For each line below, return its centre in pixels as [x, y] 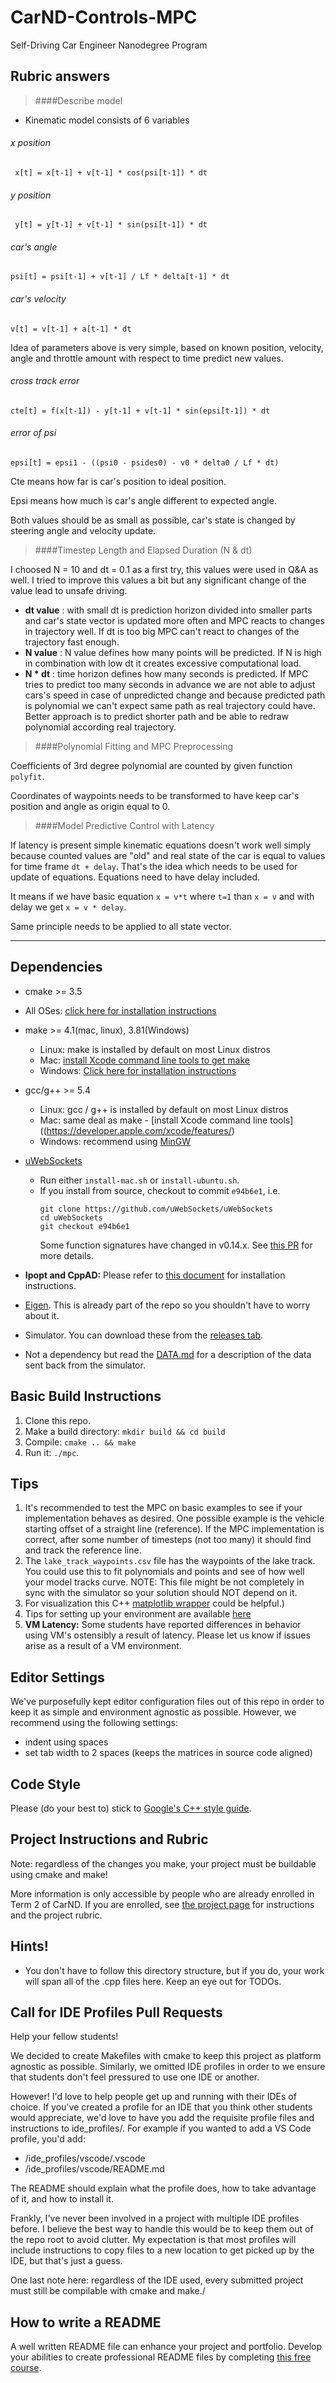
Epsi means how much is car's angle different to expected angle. [143, 500]
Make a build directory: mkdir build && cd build [125, 1431]
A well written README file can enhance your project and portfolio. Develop [166, 2347]
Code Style [45, 1784]
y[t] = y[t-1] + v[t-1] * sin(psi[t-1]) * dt [111, 225]
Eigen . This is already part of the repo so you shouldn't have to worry [167, 1305]
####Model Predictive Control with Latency [124, 825]
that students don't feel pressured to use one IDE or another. [135, 2077]
